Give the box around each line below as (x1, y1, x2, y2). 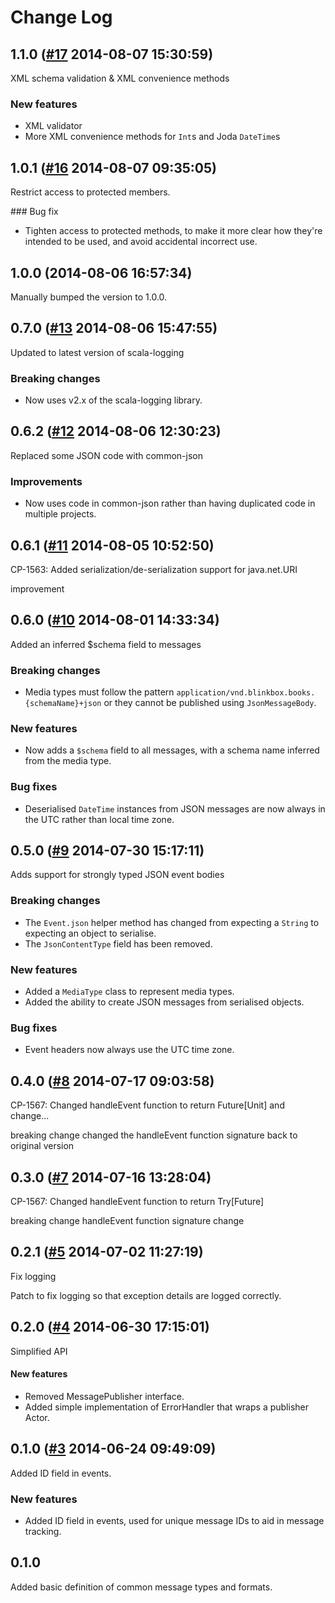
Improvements (10, 474, 83, 488)
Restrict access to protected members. (10, 186, 171, 198)
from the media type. (24, 755, 112, 767)
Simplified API (10, 1345, 68, 1357)
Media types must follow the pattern (24, 686, 175, 698)
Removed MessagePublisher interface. (24, 1390, 185, 1402)
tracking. (24, 1525, 62, 1537)
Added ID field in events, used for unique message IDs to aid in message (24, 1514, 325, 1526)
